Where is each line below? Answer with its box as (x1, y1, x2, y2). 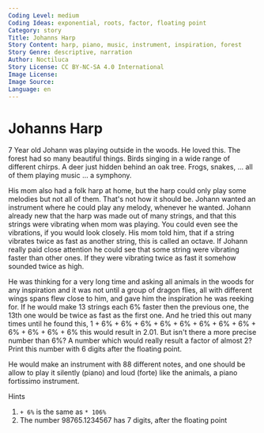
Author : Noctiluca (8, 56, 69, 64)
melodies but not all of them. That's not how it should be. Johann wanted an (8, 195, 256, 204)
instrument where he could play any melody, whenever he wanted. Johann (8, 203, 251, 212)
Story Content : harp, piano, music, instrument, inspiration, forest (8, 41, 243, 49)
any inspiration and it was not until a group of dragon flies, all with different (8, 286, 252, 295)
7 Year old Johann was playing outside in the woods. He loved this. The (8, 146, 241, 155)
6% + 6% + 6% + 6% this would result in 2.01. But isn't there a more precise (8, 328, 257, 337)
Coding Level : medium (8, 11, 80, 20)
